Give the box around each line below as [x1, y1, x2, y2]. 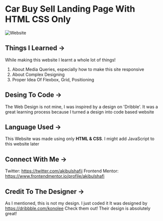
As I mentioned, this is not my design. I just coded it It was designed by [5, 201, 147, 206]
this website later [5, 141, 39, 147]
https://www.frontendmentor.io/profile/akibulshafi [5, 173, 105, 179]
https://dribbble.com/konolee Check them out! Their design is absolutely [5, 205, 151, 211]
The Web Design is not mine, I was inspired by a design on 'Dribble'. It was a [5, 104, 158, 110]
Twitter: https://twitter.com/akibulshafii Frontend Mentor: [5, 168, 119, 174]
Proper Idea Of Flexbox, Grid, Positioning [12, 76, 94, 82]
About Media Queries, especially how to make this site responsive [12, 66, 145, 72]
